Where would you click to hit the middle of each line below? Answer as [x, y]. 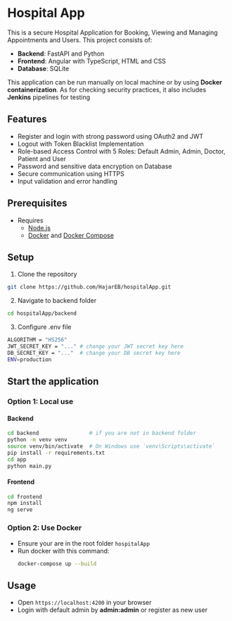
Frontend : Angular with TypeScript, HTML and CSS [92, 61]
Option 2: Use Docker [45, 528]
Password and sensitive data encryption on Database [95, 166]
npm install [25, 503]
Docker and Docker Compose [71, 235]
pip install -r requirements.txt [56, 453]
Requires [30, 220]
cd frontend [25, 497]
